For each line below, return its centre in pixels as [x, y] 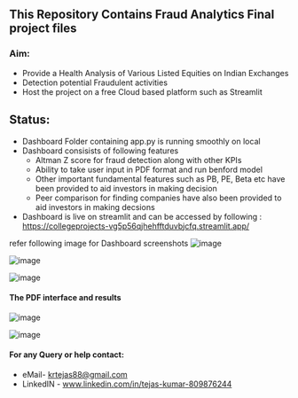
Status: [30, 120]
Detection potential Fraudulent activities [95, 82]
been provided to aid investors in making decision [126, 188]
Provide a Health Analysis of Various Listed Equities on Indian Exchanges [155, 73]
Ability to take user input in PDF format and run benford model [149, 169]
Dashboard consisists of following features [100, 151]
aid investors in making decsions [95, 207]
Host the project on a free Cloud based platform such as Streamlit [142, 91]
